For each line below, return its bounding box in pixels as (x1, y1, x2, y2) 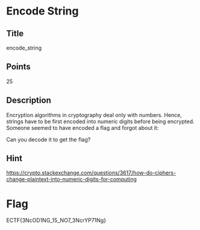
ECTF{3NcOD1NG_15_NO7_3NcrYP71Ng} (6, 217, 107, 224)
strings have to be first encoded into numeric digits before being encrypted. (6, 118, 195, 125)
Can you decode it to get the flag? (6, 136, 91, 143)
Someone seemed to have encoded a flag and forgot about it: (6, 124, 159, 131)
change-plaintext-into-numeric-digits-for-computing (6, 176, 137, 183)
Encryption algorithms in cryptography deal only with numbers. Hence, (6, 111, 183, 118)
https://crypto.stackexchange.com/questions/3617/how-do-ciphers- (6, 169, 177, 176)
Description (6, 95, 51, 106)
